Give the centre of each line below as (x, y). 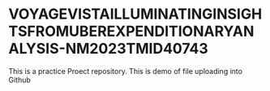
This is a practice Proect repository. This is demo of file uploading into (126, 71)
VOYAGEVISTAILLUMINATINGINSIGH (135, 14)
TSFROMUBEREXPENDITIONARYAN (131, 31)
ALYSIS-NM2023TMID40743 (108, 49)
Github (19, 80)
